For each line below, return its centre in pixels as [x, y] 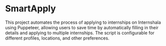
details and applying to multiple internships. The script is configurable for [80, 33]
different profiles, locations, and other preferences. [57, 38]
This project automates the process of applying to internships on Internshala [83, 22]
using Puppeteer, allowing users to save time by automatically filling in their [82, 27]
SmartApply [30, 9]
